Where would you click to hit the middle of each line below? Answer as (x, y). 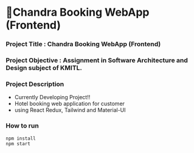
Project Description (35, 84)
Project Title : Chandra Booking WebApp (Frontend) (83, 44)
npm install (21, 138)
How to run (22, 126)
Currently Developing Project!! (52, 97)
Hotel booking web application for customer (70, 104)
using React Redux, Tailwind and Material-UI (70, 110)
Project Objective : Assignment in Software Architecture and (97, 60)
